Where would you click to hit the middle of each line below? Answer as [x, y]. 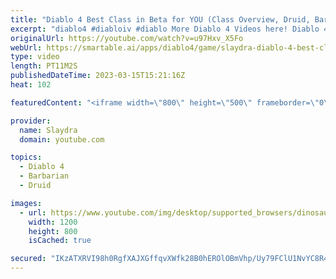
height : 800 [53, 231]
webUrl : [26, 47]
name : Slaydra [48, 130]
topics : [26, 157]
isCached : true [60, 241]
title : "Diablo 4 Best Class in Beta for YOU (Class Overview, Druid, [160, 19]
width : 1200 [53, 222]
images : [26, 203]
